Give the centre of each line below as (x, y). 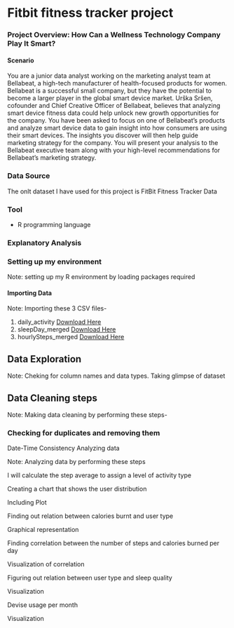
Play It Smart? (32, 43)
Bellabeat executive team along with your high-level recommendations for (114, 150)
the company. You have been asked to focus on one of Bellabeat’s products (116, 121)
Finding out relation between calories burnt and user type (90, 516)
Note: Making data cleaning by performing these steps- (88, 414)
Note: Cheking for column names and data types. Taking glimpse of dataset (116, 376)
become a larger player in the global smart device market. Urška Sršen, (110, 98)
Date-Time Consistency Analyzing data (64, 448)
